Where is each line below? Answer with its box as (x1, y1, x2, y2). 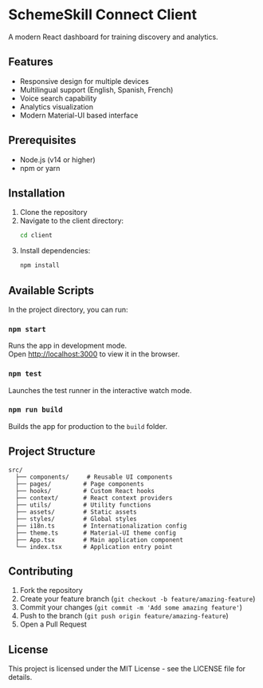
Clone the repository (19, 208, 88, 217)
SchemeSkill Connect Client (8, 6, 198, 24)
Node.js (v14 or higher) (19, 154, 96, 165)
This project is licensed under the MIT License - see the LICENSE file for (8, 664, 245, 674)
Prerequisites (8, 133, 77, 147)
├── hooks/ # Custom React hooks (15, 487, 155, 495)
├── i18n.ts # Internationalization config (15, 522, 187, 530)
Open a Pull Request (19, 619, 88, 629)
